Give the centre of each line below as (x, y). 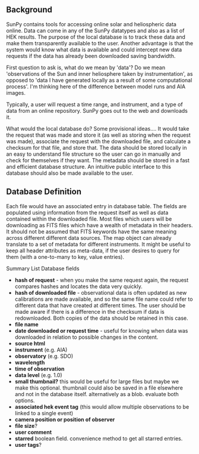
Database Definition (44, 192)
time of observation (40, 369)
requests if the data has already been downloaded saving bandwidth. (91, 55)
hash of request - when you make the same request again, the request (102, 280)
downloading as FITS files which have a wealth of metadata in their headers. (99, 225)
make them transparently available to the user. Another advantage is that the (100, 43)
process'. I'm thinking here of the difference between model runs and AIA (96, 87)
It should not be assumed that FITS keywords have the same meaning (91, 231)
